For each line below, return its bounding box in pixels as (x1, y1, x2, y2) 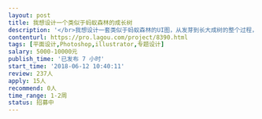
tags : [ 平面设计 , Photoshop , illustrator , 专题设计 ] (8, 41, 165, 49)
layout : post (8, 11, 51, 20)
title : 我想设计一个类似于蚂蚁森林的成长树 (8, 19, 133, 27)
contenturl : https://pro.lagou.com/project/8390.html (8, 33, 189, 41)
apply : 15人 (8, 77, 46, 85)
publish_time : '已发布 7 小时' (8, 56, 105, 63)
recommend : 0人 (8, 84, 57, 92)
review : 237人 (8, 70, 54, 78)
